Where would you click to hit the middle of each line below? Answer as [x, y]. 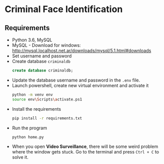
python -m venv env [32, 95]
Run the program [29, 128]
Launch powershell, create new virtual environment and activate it [80, 85]
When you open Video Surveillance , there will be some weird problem [85, 146]
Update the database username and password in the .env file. [76, 80]
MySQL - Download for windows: [46, 45]
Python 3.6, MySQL [32, 40]
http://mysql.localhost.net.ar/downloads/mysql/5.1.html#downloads [81, 51]
